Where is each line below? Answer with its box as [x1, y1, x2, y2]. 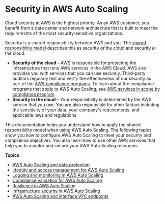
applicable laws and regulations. [12, 112, 78, 118]
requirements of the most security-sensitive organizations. [5, 30, 124, 36]
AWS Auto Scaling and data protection [12, 162, 90, 168]
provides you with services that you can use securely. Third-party [12, 70, 146, 76]
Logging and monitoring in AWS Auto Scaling [12, 172, 104, 178]
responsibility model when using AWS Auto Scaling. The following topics [5, 127, 152, 133]
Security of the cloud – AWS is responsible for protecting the [12, 60, 137, 66]
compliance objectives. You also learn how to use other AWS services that [5, 137, 156, 143]
